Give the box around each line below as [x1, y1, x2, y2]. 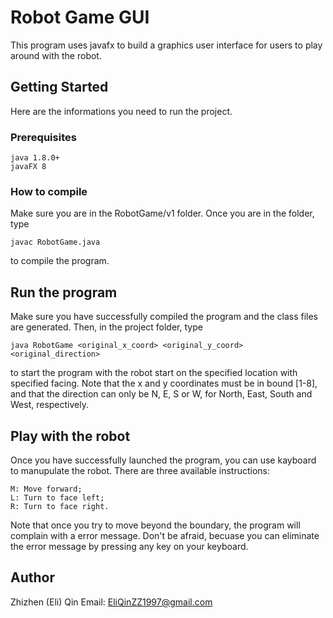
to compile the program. [10, 255, 110, 267]
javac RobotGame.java [10, 237, 101, 248]
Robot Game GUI [10, 6, 150, 29]
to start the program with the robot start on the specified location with [10, 367, 298, 379]
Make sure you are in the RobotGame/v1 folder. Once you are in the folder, [10, 207, 315, 220]
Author [10, 569, 55, 586]
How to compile [10, 184, 88, 198]
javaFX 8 [10, 162, 47, 172]
